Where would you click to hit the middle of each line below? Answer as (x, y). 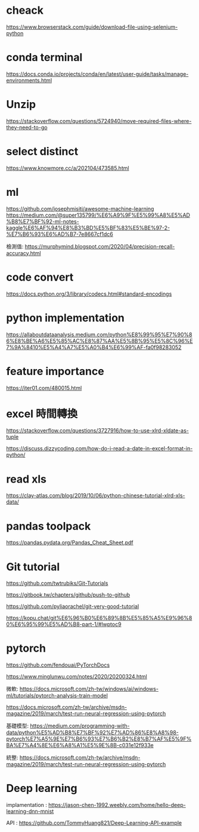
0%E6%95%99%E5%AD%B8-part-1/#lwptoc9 (64, 624)
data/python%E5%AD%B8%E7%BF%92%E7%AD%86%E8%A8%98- (92, 733)
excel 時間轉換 (42, 414)
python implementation (66, 318)
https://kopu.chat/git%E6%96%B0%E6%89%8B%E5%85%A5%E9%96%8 (99, 618)
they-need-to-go (27, 127)
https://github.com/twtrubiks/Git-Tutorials (57, 584)
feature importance (55, 371)
